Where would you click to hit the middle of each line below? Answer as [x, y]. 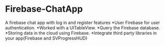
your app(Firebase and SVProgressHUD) [46, 38]
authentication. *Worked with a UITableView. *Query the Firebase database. [82, 27]
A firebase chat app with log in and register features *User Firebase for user [82, 23]
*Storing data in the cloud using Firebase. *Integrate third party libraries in [81, 33]
